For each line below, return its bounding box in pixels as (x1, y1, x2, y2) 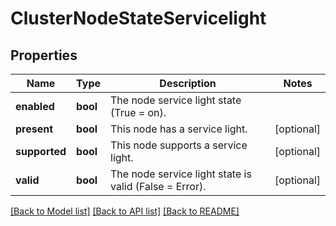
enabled (15, 100, 55, 113)
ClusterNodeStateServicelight (10, 7, 267, 30)
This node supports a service (110, 138, 248, 152)
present (15, 122, 54, 136)
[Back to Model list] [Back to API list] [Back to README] (10, 205, 240, 217)
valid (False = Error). (110, 180, 207, 193)
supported (15, 145, 67, 158)
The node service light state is (110, 167, 252, 181)
